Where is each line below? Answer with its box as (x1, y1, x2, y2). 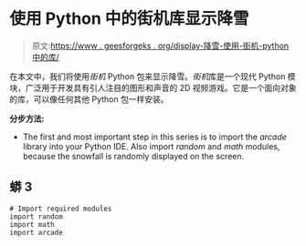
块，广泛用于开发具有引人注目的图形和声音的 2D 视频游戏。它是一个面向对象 (9, 82, 297, 93)
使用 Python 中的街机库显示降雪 (9, 8, 249, 29)
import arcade (9, 228, 64, 237)
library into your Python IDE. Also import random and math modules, (22, 140, 280, 151)
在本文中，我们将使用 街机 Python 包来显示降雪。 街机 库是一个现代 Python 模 (9, 70, 296, 82)
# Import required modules (9, 204, 112, 213)
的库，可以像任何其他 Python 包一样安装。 (9, 93, 169, 105)
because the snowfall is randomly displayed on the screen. (22, 150, 245, 161)
